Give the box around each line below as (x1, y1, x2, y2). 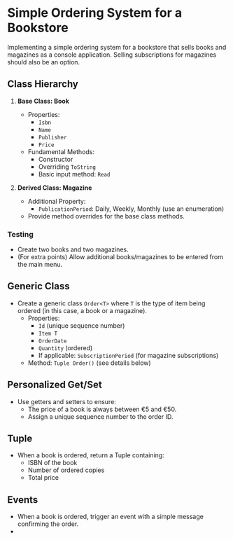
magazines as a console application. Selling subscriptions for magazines (7, 50, 217, 59)
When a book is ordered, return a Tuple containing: (17, 451, 164, 459)
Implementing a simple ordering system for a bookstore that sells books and (7, 43, 227, 51)
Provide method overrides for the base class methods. (27, 212, 185, 220)
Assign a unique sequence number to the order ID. (27, 412, 174, 421)
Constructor (38, 155, 73, 163)
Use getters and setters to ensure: (17, 397, 117, 406)
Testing (7, 229, 34, 239)
